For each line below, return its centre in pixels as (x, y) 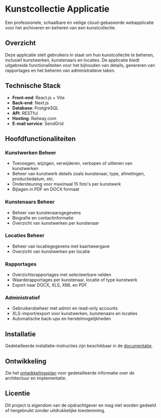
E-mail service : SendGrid (38, 124)
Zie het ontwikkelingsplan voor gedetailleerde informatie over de (70, 373)
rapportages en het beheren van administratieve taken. (60, 70)
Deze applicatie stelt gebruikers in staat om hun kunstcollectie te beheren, (80, 55)
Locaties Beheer (25, 235)
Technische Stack (33, 86)
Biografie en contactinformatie (43, 218)
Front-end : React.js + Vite (38, 97)
